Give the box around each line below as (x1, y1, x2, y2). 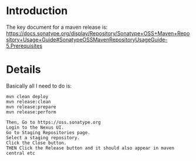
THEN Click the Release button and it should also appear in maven (6, 145, 175, 151)
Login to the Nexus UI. (6, 125, 65, 130)
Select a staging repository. (6, 135, 80, 140)
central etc (6, 150, 35, 156)
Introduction (6, 4, 68, 18)
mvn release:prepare (6, 104, 57, 110)
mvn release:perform (6, 109, 57, 115)
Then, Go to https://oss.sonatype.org (6, 119, 101, 125)
